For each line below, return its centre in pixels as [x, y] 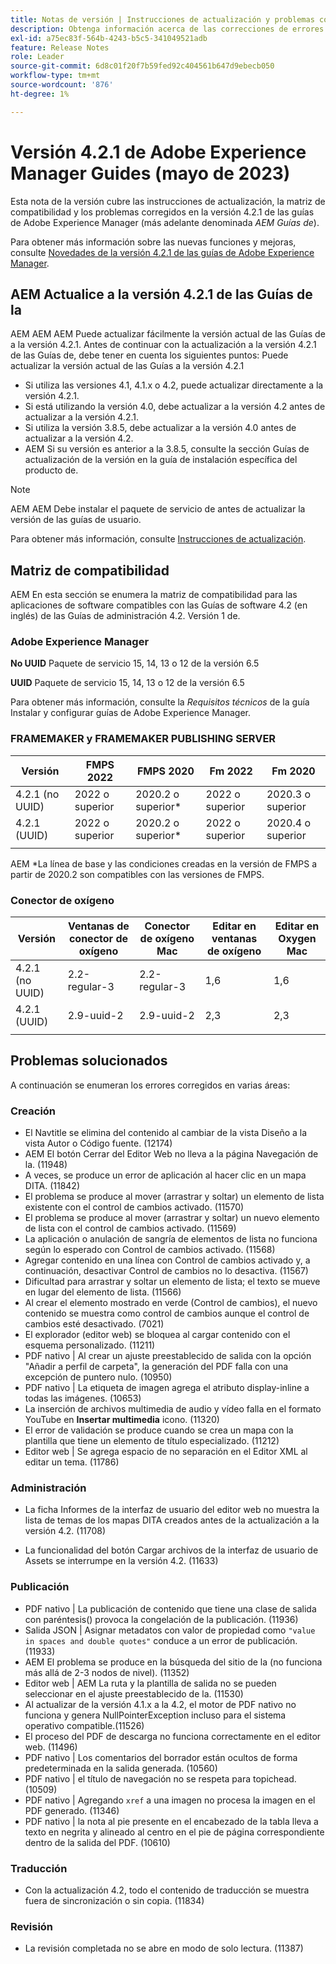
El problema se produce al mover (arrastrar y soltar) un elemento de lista [174, 1197]
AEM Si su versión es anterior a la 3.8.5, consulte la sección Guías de [167, 449]
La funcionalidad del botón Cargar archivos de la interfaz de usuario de [171, 1550]
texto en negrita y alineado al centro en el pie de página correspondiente [174, 1832]
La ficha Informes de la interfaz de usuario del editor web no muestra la [172, 1510]
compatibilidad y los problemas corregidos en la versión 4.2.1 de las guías [162, 212]
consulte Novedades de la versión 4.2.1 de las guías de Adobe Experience [162, 252]
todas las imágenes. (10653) [83, 1398]
